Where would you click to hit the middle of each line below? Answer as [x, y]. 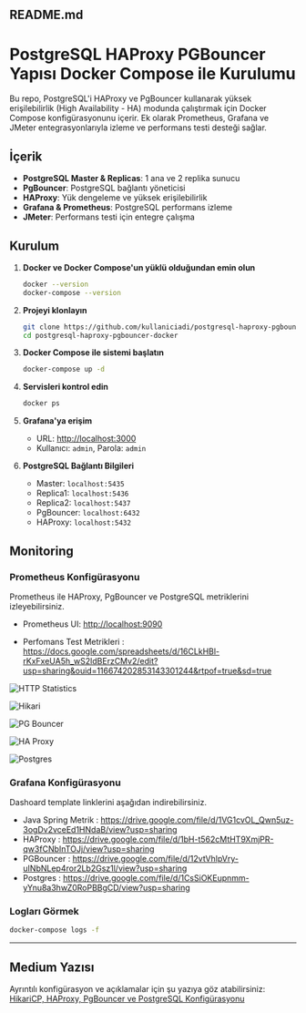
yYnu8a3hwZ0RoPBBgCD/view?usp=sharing [107, 888]
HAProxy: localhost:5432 [84, 522]
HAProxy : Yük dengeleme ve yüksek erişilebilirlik [115, 198]
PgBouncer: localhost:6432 [88, 513]
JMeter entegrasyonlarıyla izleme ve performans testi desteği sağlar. [138, 128]
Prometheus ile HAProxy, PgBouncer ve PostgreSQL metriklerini [129, 597]
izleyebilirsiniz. [37, 606]
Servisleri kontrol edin [66, 387]
